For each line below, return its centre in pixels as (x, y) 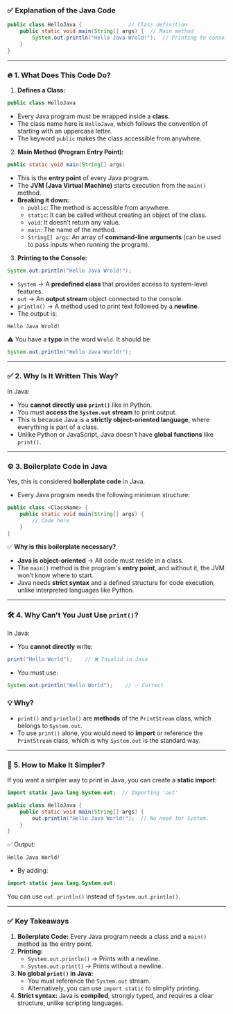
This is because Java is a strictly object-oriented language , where (113, 419)
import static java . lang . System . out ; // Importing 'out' (93, 793)
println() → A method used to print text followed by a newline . (108, 306)
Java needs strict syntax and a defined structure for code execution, (116, 583)
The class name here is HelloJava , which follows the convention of (112, 123)
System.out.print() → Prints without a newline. (95, 966)
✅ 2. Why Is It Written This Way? (63, 376)
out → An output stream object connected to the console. (100, 298)
